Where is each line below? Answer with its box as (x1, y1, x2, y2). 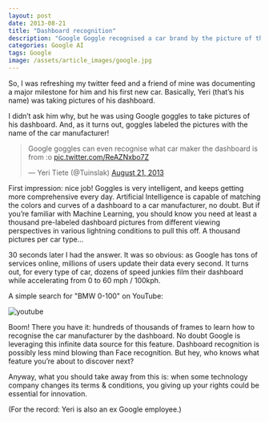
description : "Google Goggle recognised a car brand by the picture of (8, 34, 252, 43)
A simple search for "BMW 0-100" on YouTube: (8, 290, 164, 301)
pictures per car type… (8, 234, 84, 244)
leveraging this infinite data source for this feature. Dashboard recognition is (8, 339, 260, 349)
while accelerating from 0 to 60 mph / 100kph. (8, 275, 161, 285)
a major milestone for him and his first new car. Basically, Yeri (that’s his (8, 87, 244, 96)
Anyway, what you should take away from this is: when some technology (8, 371, 248, 381)
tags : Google (8, 49, 52, 57)
